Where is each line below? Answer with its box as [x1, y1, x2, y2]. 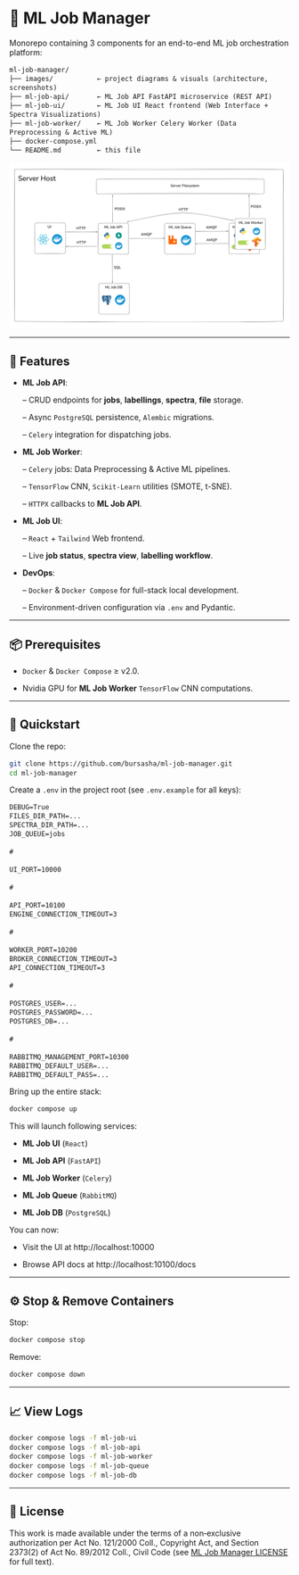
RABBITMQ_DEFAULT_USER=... [9, 1062, 109, 1071]
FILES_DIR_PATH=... [9, 812, 82, 821]
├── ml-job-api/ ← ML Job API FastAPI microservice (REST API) [9, 92, 273, 101]
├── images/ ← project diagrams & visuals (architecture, [9, 74, 269, 83]
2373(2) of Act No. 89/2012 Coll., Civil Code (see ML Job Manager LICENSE [9, 1546, 288, 1557]
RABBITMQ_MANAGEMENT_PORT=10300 [9, 1053, 129, 1062]
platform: [9, 46, 43, 57]
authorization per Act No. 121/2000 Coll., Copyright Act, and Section [9, 1537, 260, 1547]
